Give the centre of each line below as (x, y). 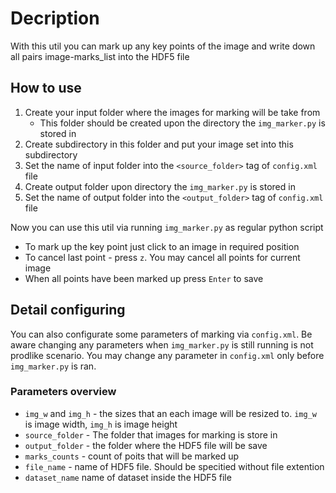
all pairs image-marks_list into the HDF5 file (100, 56)
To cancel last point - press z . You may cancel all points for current (162, 257)
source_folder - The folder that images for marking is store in (151, 434)
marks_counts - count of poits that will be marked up (132, 456)
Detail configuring (68, 310)
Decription (55, 18)
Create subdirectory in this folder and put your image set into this (159, 144)
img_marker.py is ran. (53, 366)
